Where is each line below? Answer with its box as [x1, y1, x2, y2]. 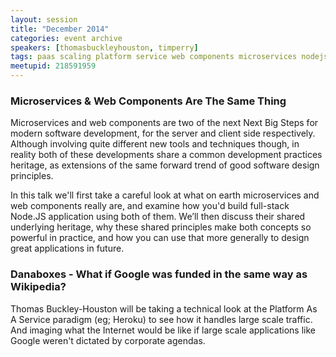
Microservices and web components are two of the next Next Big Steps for [10, 117, 319, 129]
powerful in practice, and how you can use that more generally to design [10, 232, 310, 244]
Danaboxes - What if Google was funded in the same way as [10, 267, 308, 281]
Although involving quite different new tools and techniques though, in [10, 138, 300, 150]
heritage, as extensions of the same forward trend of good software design [10, 159, 320, 171]
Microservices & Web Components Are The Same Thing [10, 94, 287, 108]
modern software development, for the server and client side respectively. [10, 127, 316, 140]
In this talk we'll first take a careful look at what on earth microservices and [10, 189, 320, 201]
